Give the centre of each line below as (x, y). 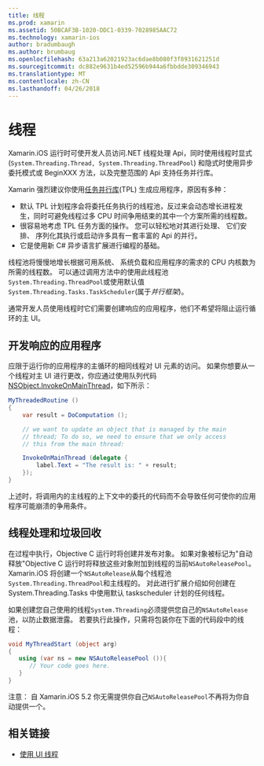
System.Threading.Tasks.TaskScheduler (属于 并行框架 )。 (98, 292)
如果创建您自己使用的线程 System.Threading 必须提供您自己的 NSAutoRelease (128, 609)
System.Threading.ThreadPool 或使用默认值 (77, 282)
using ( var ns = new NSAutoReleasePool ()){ (93, 659)
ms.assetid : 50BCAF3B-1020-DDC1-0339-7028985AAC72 (93, 30)
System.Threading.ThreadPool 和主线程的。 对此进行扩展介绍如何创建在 (122, 583)
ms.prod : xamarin (37, 23)
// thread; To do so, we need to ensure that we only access (124, 436)
